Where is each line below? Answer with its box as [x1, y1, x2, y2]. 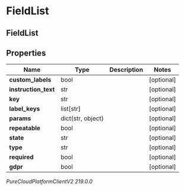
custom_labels [9, 76, 52, 84]
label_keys [9, 105, 40, 113]
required [9, 153, 34, 161]
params [9, 114, 31, 123]
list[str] [60, 105, 81, 113]
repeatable [9, 124, 40, 132]
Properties [6, 48, 46, 58]
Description [109, 65, 143, 74]
